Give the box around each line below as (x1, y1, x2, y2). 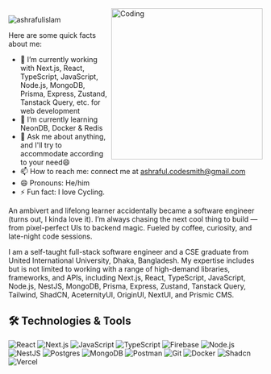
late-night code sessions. (8, 231, 93, 241)
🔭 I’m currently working (19, 55, 98, 64)
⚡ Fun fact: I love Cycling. (19, 187, 105, 197)
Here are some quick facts (8, 31, 97, 39)
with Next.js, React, (19, 64, 85, 73)
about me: (8, 39, 43, 48)
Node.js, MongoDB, (19, 81, 85, 89)
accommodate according (19, 149, 104, 158)
